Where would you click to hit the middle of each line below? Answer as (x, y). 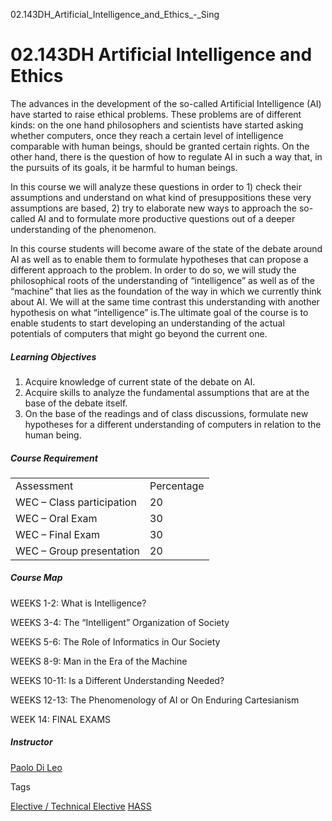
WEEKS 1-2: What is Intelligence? (78, 603)
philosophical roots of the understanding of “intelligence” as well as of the (162, 280)
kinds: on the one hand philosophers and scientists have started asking (157, 125)
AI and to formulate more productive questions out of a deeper (166, 218)
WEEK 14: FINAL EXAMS (61, 719)
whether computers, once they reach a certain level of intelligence (147, 135)
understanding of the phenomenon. (83, 229)
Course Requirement (54, 458)
